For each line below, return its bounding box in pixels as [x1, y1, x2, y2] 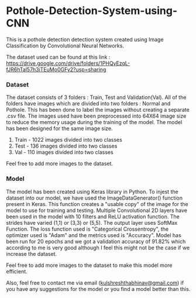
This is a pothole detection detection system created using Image [6, 36, 164, 43]
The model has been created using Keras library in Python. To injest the [6, 188, 178, 195]
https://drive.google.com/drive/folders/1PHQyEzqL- [6, 60, 130, 67]
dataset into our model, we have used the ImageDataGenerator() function [6, 194, 183, 201]
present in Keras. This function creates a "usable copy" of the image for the [6, 200, 188, 207]
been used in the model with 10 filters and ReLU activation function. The [6, 213, 180, 220]
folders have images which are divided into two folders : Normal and [6, 100, 171, 107]
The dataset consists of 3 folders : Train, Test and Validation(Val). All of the [6, 94, 187, 101]
